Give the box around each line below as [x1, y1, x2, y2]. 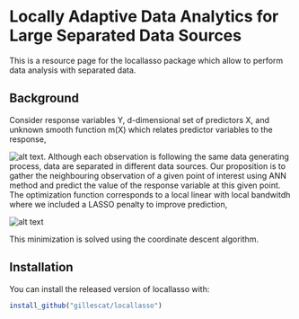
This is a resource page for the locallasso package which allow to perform [9, 55, 284, 66]
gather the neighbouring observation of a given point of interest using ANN [9, 170, 287, 181]
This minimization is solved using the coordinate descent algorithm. [9, 234, 259, 244]
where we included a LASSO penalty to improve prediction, [9, 199, 228, 209]
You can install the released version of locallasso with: [9, 283, 210, 294]
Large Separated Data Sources [9, 25, 242, 46]
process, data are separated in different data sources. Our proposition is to [9, 160, 286, 172]
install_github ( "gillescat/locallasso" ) [9, 301, 163, 310]
